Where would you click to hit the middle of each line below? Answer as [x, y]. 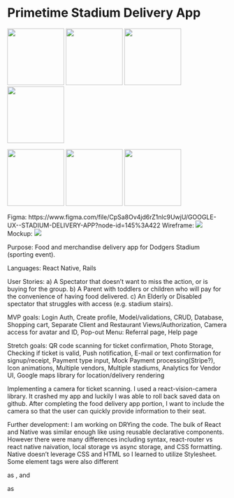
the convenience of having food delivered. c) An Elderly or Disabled [105, 296]
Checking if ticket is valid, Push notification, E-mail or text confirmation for [114, 353]
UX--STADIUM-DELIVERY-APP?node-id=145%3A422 [84, 225]
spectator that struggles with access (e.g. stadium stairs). [90, 303]
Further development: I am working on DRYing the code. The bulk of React [114, 424]
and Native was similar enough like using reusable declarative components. [116, 432]
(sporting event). [31, 254]
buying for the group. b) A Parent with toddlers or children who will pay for [114, 289]
